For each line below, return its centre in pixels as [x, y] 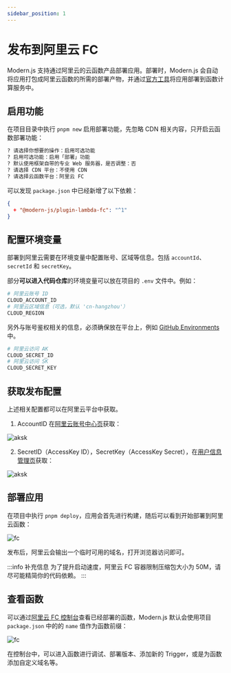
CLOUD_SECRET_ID [30, 355]
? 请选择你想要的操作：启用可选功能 [51, 151]
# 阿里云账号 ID [28, 294]
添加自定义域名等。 [34, 662]
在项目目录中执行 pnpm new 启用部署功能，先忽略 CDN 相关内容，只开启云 [111, 129]
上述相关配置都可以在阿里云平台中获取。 [64, 409]
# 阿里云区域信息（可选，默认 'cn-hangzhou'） [68, 307]
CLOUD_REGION [26, 313]
